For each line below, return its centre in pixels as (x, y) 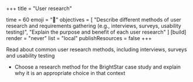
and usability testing (31, 56)
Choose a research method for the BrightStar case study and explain (97, 67)
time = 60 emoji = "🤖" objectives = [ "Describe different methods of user (94, 19)
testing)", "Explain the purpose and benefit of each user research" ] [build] (96, 32)
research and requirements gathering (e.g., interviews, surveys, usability (94, 26)
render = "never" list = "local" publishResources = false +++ (79, 38)
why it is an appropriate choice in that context (70, 73)
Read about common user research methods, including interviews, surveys (97, 49)
